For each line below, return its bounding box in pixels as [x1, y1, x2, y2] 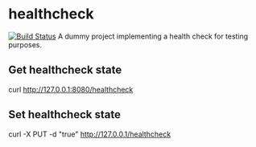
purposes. [8, 39, 43, 49]
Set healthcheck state [8, 108, 121, 121]
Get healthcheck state [8, 63, 122, 77]
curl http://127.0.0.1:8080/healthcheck [8, 84, 134, 94]
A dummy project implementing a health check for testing [57, 31, 249, 41]
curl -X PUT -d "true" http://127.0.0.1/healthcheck [8, 129, 171, 139]
